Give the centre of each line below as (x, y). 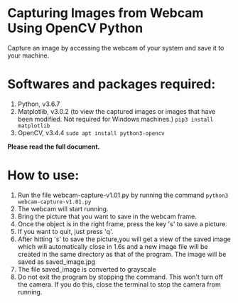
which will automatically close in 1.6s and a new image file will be (113, 246)
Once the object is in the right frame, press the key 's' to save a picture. (122, 224)
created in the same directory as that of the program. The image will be (122, 254)
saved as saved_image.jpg (56, 262)
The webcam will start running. (63, 208)
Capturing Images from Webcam (106, 13)
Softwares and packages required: (112, 84)
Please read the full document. (54, 147)
